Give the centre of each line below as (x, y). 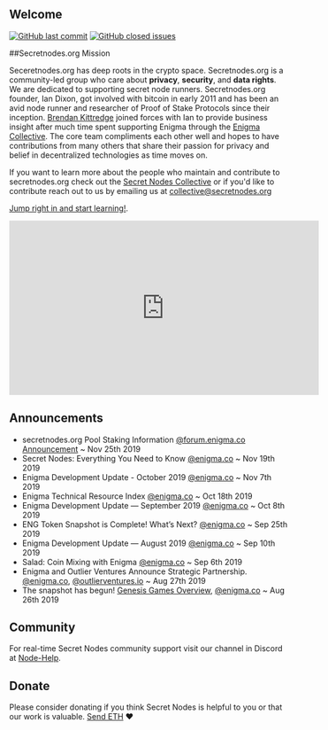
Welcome (36, 15)
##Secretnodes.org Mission (60, 53)
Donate (30, 686)
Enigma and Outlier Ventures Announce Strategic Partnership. (134, 571)
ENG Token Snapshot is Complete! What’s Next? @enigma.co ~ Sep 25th (155, 524)
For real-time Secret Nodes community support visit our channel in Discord (146, 648)
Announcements (56, 419)
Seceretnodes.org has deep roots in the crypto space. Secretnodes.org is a (146, 70)
